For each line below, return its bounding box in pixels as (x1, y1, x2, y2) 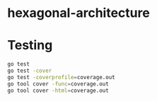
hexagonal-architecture (7, 5, 150, 21)
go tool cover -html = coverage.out (7, 87, 110, 94)
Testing (7, 37, 53, 54)
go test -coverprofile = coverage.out (7, 73, 115, 81)
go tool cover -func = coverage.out (7, 80, 110, 88)
